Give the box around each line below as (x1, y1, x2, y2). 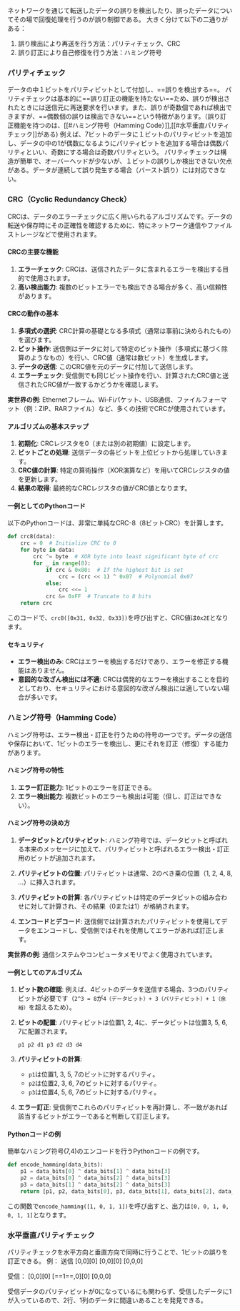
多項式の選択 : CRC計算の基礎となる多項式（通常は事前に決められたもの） (17, 327, 232, 335)
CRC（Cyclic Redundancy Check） (7, 194, 131, 204)
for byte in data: (20, 546, 75, 554)
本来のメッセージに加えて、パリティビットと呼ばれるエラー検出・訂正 (24, 844, 230, 853)
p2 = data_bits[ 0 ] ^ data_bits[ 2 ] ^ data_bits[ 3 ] (20, 1174, 171, 1182)
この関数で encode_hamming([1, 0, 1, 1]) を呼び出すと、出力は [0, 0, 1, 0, (7, 1202, 229, 1210)
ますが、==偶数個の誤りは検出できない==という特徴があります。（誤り (13, 112, 221, 121)
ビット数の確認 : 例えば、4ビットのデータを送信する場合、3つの (17, 985, 205, 994)
